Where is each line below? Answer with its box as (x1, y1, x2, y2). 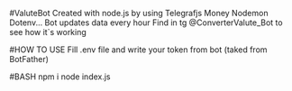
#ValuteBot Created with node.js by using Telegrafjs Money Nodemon (9, 8, 269, 18)
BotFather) (9, 54, 50, 64)
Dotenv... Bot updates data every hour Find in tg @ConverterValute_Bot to (9, 17, 283, 28)
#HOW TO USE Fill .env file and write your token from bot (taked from (9, 44, 268, 55)
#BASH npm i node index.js (9, 71, 111, 82)
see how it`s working (9, 27, 87, 37)
